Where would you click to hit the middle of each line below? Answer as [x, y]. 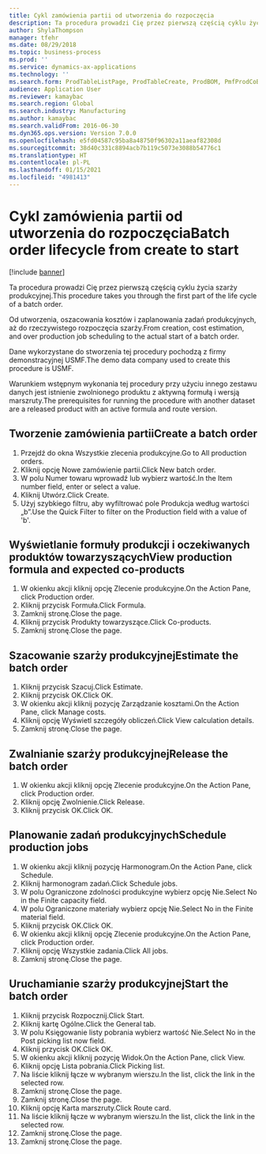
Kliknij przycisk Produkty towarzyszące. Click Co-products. [116, 622]
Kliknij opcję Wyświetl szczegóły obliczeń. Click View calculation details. [137, 721]
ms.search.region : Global [51, 104]
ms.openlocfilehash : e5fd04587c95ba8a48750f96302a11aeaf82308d [115, 140]
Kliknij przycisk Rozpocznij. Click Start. [82, 1015]
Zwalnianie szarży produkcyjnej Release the [118, 753]
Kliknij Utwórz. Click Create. [65, 494]
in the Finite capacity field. [64, 900]
